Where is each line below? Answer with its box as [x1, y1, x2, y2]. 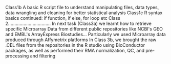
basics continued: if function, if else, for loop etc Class [5, 15, 120, 21]
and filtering [30, 53, 56, 59]
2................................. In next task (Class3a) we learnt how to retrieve [5, 20, 152, 26]
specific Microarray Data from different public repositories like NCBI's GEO [5, 26, 163, 32]
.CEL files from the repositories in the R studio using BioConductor [5, 42, 145, 48]
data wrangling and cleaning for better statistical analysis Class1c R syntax [5, 10, 163, 16]
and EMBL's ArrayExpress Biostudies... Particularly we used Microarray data [5, 31, 166, 37]
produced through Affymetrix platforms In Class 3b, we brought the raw [5, 37, 157, 43]
